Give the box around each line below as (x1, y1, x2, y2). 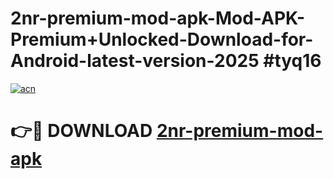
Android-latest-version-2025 (10, 50, 260, 72)
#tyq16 (263, 50, 322, 72)
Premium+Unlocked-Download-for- (10, 28, 314, 51)
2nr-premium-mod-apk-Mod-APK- (10, 7, 306, 30)
